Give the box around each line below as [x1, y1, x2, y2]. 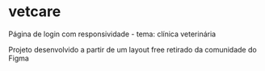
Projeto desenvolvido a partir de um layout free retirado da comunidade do [8, 44, 257, 54]
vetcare [8, 2, 61, 21]
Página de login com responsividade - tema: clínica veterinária [8, 29, 217, 39]
